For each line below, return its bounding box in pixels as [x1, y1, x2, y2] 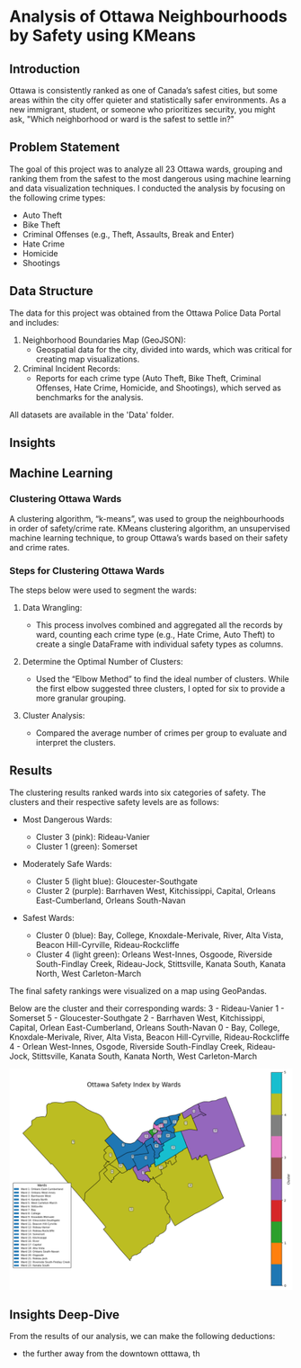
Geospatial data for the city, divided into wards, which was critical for [35, 344, 293, 354]
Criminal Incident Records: [22, 362, 121, 374]
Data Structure [9, 283, 94, 299]
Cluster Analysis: [22, 711, 85, 720]
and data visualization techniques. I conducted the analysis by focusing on [9, 183, 286, 193]
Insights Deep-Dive [9, 1307, 120, 1322]
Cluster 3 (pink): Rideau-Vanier [35, 831, 150, 842]
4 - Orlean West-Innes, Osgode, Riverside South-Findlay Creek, [9, 1041, 245, 1051]
